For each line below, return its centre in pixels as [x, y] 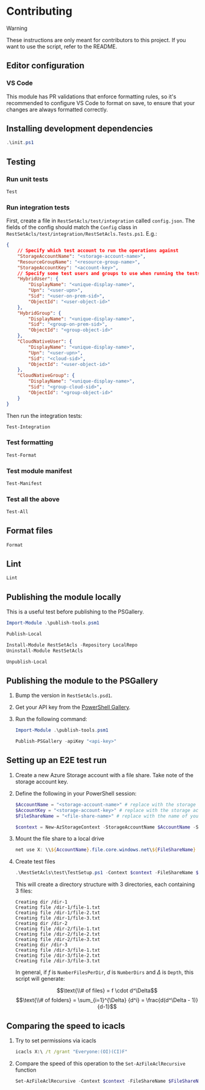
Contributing [39, 11]
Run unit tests [27, 179]
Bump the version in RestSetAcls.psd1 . [64, 695]
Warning [17, 28]
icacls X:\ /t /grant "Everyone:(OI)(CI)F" [71, 1052]
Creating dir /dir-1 [41, 902]
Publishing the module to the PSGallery [82, 680]
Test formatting [30, 442]
